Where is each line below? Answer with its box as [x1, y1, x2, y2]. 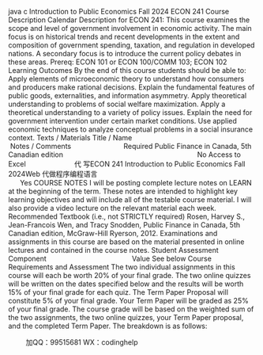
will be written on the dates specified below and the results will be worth [8, 279, 244, 288]
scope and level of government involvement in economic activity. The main [8, 24, 253, 32]
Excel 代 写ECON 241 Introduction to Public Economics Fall [8, 159, 246, 169]
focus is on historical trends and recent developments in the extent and [8, 32, 240, 41]
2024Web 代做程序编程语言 [8, 170, 98, 178]
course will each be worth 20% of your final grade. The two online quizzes [8, 271, 251, 280]
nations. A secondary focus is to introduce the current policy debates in [8, 49, 242, 58]
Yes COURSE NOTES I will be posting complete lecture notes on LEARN [19, 178, 253, 187]
